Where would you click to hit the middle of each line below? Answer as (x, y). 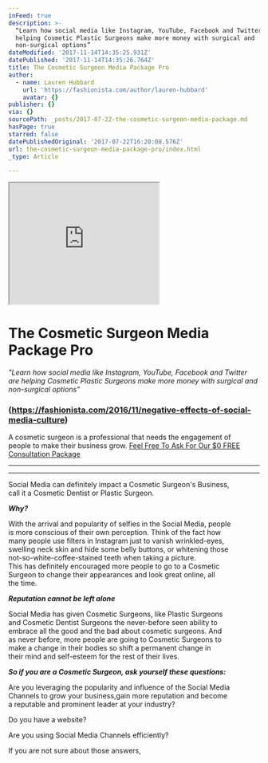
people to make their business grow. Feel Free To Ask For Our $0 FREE (124, 446)
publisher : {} (32, 104)
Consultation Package (45, 454)
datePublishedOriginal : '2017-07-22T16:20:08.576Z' (96, 142)
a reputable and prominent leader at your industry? (92, 704)
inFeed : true (30, 16)
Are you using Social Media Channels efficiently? (89, 735)
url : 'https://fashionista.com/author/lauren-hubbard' (116, 90)
